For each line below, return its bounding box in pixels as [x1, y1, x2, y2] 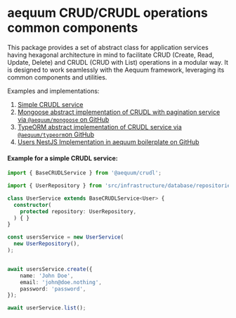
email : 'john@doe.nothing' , [20, 279, 102, 286]
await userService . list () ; [7, 305, 86, 312]
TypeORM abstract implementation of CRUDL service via [17, 122, 183, 131]
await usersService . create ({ [7, 265, 93, 272]
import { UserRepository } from [7, 182, 102, 189]
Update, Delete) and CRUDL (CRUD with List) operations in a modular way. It [7, 58, 228, 66]
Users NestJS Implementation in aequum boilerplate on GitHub [17, 137, 199, 146]
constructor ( [13, 201, 52, 208]
